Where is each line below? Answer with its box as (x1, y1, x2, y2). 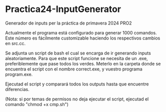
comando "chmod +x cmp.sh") (5, 101, 69, 107)
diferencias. (5, 86, 30, 92)
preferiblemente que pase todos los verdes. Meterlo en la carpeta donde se (5, 60, 161, 66)
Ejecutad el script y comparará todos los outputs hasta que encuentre (5, 81, 149, 87)
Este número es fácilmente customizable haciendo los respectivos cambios (5, 35, 160, 41)
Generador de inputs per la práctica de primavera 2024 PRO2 (5, 20, 132, 26)
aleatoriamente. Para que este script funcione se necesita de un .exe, (5, 55, 148, 61)
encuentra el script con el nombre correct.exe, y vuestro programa (5, 66, 142, 72)
